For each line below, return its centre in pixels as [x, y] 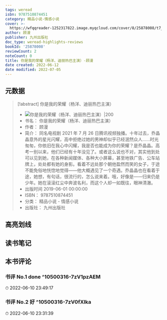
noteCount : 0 [19, 56]
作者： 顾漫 [36, 127]
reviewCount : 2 [21, 51]
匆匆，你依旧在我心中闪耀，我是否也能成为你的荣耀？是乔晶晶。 [90, 145]
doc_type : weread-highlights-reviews [44, 42]
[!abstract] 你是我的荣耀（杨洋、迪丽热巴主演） [66, 104]
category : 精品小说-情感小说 [32, 19]
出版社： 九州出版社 [45, 207]
